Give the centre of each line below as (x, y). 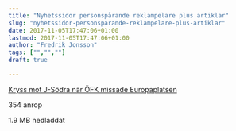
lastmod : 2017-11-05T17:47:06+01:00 (69, 38)
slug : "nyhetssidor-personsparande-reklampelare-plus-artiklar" (117, 23)
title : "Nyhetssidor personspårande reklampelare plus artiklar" (118, 15)
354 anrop (25, 105)
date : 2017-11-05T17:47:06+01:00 (64, 30)
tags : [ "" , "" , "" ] (37, 52)
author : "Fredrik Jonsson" (53, 45)
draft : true (28, 60)
